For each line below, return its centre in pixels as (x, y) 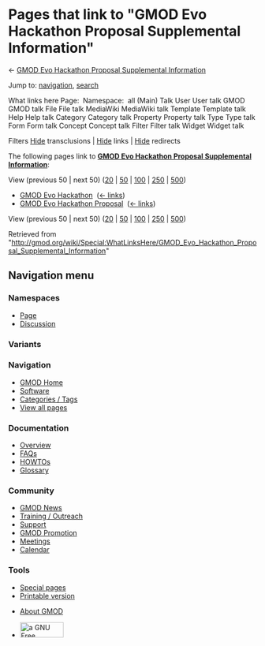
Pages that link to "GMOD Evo (108, 15)
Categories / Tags (49, 399)
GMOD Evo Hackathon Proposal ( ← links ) (88, 204)
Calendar (34, 550)
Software (34, 390)
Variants (25, 344)
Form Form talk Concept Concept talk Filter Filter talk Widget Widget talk (126, 125)
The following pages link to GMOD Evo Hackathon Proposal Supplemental (130, 156)
